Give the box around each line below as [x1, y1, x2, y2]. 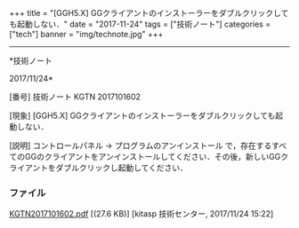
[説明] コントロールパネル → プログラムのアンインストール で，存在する [9, 140, 272, 151]
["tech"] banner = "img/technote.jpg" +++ [9, 29, 164, 39]
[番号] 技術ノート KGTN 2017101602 [9, 91, 141, 102]
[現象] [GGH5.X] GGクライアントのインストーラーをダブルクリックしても [9, 110, 276, 121]
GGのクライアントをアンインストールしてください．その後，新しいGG [24, 152, 281, 161]
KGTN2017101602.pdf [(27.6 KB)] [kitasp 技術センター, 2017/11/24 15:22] [9, 208, 274, 219]
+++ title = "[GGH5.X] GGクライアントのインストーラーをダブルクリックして [9, 8, 289, 18]
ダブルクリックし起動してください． [55, 162, 189, 173]
